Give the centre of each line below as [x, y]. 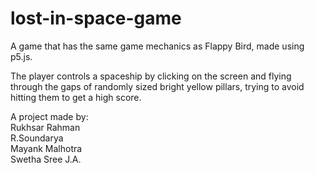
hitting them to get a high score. [76, 97]
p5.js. [21, 56]
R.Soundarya [37, 138]
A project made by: [49, 116]
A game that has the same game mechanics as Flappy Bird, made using [157, 46]
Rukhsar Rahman [45, 127]
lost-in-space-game [96, 18]
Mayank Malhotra [46, 148]
